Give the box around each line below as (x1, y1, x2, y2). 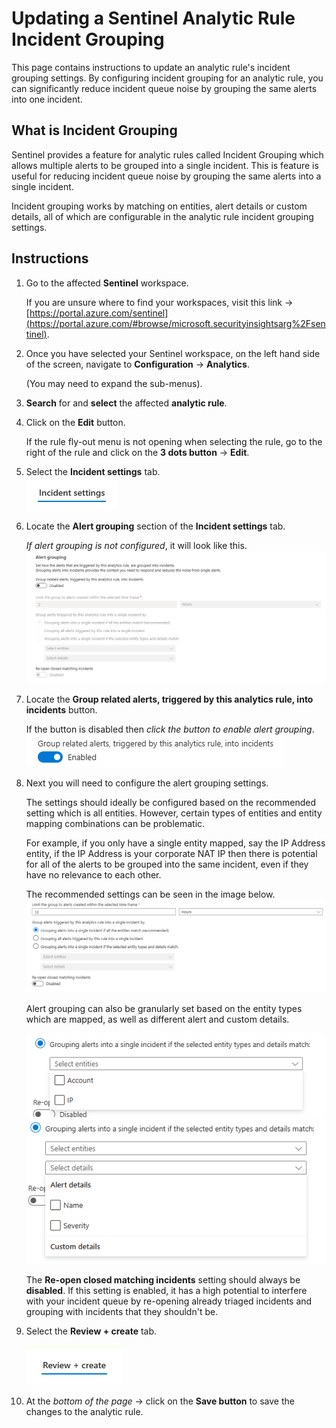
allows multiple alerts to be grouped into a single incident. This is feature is (11, 159, 319, 171)
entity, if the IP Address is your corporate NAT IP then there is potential (25, 847, 318, 859)
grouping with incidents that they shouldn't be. (25, 1306, 219, 1318)
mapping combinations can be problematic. (25, 817, 206, 829)
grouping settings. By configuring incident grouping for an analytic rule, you (11, 72, 324, 84)
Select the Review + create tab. (25, 1325, 158, 1337)
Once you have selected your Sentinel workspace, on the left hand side (25, 347, 321, 359)
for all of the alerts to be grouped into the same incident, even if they (25, 858, 309, 870)
